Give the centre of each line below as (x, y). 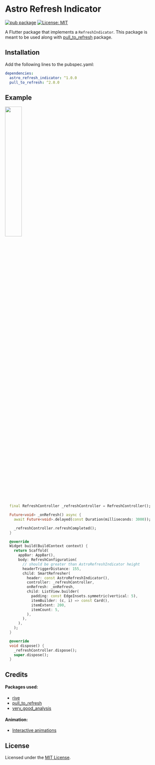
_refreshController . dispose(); (45, 650)
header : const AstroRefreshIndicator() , (68, 578)
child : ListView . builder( (53, 592)
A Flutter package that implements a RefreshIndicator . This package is (76, 32)
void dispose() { (27, 646)
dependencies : (19, 73)
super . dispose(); (31, 655)
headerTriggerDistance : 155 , (52, 569)
